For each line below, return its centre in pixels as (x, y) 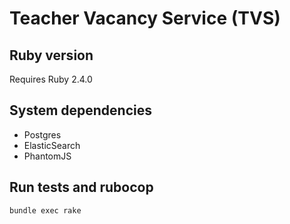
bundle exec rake (45, 210)
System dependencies (80, 110)
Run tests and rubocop (81, 187)
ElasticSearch (52, 145)
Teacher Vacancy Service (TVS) (145, 18)
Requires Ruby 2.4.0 (51, 79)
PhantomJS (47, 156)
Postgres (42, 134)
